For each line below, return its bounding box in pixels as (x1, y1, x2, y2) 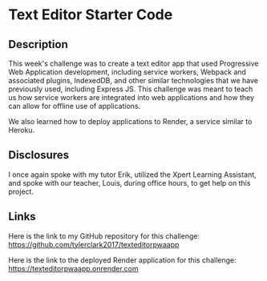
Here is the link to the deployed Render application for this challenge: (8, 255, 237, 265)
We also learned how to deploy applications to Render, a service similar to (8, 117, 253, 126)
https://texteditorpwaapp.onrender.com (8, 263, 139, 273)
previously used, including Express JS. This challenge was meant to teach (8, 84, 253, 94)
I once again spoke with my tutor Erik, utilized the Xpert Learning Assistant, (8, 170, 257, 179)
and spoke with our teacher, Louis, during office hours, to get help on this (8, 178, 251, 187)
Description (8, 38, 68, 51)
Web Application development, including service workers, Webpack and (8, 67, 247, 77)
